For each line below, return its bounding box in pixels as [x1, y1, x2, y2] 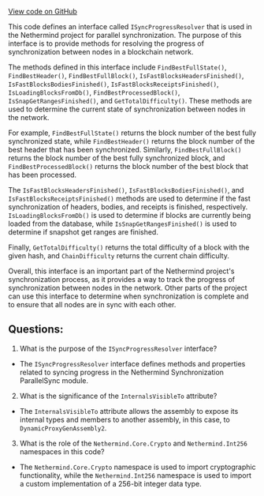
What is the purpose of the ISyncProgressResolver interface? [19, 344, 218, 353]
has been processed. [8, 170, 77, 179]
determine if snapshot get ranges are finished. [8, 227, 159, 236]
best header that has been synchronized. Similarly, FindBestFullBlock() [8, 145, 242, 154]
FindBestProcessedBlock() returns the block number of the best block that [8, 162, 248, 171]
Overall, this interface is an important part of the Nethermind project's [8, 266, 235, 276]
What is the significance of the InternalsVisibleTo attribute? [19, 391, 218, 400]
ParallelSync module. [19, 375, 89, 385]
